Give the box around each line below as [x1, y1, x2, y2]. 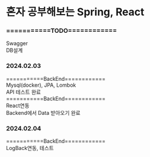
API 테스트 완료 [6, 88, 41, 95]
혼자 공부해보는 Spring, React [6, 5, 145, 19]
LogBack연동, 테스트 [6, 145, 54, 152]
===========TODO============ [6, 27, 117, 35]
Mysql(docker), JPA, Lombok [6, 81, 76, 88]
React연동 [6, 102, 30, 109]
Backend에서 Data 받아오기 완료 [6, 109, 81, 116]
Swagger [6, 40, 28, 47]
